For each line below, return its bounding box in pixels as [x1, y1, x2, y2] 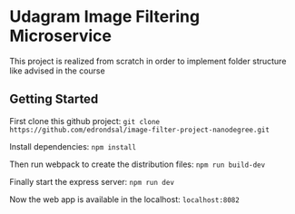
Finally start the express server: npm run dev [9, 176, 175, 187]
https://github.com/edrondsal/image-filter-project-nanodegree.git [9, 125, 270, 134]
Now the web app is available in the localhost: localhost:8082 [9, 193, 241, 205]
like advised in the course [9, 65, 106, 76]
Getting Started [9, 92, 99, 107]
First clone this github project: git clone [9, 115, 161, 126]
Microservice [9, 25, 112, 46]
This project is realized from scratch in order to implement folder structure [9, 55, 287, 66]
